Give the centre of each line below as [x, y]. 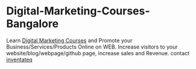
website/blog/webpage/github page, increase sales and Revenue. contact [98, 53]
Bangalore [33, 24]
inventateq [20, 59]
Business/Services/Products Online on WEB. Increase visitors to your [92, 47]
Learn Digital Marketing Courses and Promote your [69, 40]
